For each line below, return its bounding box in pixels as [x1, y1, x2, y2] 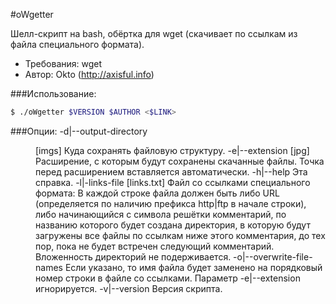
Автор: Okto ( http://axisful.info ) [24, 69, 155, 80]
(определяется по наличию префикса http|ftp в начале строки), [35, 197, 307, 209]
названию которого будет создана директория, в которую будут [35, 219, 311, 231]
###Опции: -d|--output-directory [10, 125, 148, 137]
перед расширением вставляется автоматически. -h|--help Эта [35, 165, 308, 178]
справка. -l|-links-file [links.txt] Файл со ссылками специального [35, 176, 311, 188]
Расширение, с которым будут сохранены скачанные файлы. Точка [35, 155, 325, 167]
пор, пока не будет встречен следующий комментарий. [35, 240, 275, 252]
